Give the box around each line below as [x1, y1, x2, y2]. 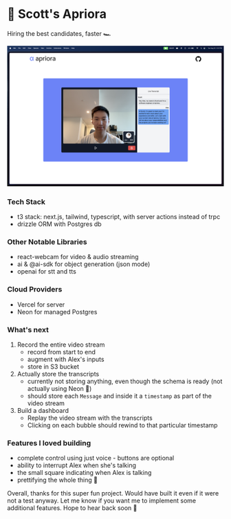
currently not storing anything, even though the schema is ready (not [27, 377, 223, 385]
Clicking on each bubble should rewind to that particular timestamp [27, 420, 218, 429]
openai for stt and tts [16, 267, 77, 276]
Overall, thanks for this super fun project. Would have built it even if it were [7, 489, 219, 498]
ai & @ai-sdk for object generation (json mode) [16, 260, 151, 268]
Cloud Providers [7, 285, 63, 294]
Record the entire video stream [16, 340, 105, 349]
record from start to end [27, 347, 96, 356]
